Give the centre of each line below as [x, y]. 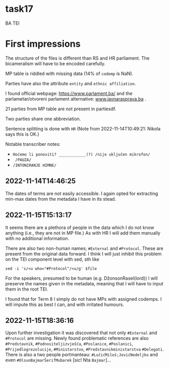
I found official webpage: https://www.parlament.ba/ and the [69, 93]
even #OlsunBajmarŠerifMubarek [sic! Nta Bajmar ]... [58, 360]
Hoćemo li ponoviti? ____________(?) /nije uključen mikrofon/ [81, 154]
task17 [19, 9]
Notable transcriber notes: [33, 144]
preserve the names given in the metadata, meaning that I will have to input [84, 283]
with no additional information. [37, 238]
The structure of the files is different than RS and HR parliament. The [77, 58]
